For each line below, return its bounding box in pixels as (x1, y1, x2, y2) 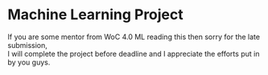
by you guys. (7, 57, 51, 67)
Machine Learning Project (7, 6, 184, 24)
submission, (7, 40, 47, 49)
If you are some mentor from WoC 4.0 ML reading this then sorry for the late (7, 32, 261, 41)
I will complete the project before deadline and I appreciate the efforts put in (7, 49, 260, 58)
